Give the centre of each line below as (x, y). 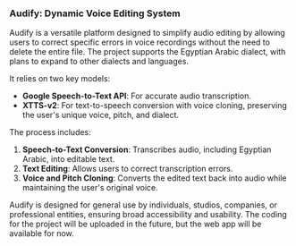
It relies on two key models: (60, 79)
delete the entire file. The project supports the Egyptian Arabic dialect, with (148, 52)
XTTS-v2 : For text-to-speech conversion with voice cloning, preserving (155, 106)
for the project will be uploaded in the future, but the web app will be (135, 224)
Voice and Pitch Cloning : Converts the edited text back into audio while (154, 178)
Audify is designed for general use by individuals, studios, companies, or (143, 205)
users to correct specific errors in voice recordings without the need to (140, 42)
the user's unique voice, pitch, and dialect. (101, 115)
